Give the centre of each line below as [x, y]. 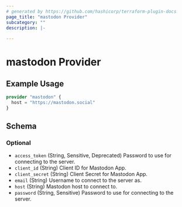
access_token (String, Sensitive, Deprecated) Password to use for [93, 156]
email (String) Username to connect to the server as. [78, 180]
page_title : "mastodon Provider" [47, 17]
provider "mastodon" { [34, 97]
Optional [18, 143]
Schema [21, 126]
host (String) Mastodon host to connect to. [66, 187]
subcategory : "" [26, 22]
